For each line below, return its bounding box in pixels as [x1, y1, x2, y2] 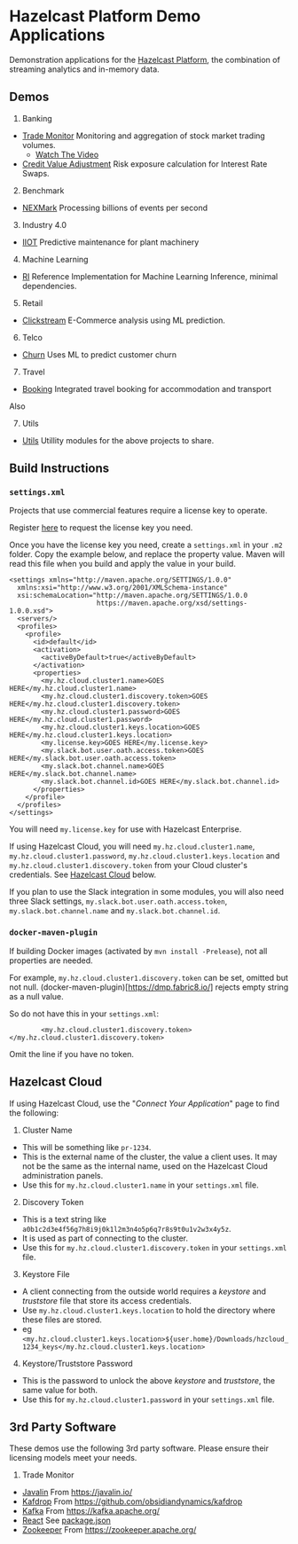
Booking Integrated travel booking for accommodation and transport [21, 383, 272, 394]
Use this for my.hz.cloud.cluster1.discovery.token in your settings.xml [21, 1242, 287, 1252]
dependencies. [21, 280, 77, 291]
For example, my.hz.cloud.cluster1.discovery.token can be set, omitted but [9, 972, 288, 983]
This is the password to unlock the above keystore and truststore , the [21, 1375, 276, 1385]
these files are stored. [21, 1314, 102, 1325]
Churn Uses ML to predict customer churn [21, 349, 177, 360]
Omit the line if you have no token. [9, 1048, 135, 1059]
